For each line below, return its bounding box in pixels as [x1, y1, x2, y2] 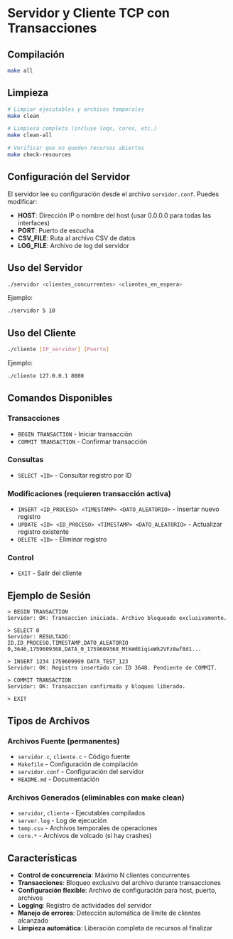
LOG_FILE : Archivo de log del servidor [17, 241, 130, 249]
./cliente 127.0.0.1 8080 [7, 372, 84, 380]
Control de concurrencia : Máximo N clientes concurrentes [17, 871, 190, 879]
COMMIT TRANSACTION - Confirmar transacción [17, 437, 148, 446]
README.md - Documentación [17, 775, 99, 783]
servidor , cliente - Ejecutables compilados [17, 809, 146, 817]
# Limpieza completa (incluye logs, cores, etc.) [7, 125, 158, 132]
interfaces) [17, 218, 50, 227]
